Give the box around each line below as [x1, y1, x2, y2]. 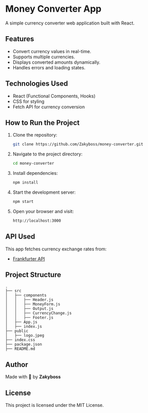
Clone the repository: [12, 132, 58, 138]
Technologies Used [5, 80, 68, 88]
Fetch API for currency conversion [12, 104, 85, 110]
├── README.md [5, 346, 36, 352]
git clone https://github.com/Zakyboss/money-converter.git [12, 142, 143, 147]
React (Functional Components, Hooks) [12, 93, 96, 99]
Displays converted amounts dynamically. [12, 59, 101, 65]
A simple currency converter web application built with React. [5, 20, 135, 26]
